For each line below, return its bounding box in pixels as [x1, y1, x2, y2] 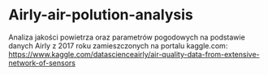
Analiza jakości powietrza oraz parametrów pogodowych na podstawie [8, 32, 245, 42]
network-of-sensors [8, 58, 76, 68]
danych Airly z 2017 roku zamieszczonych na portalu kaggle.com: [8, 40, 228, 50]
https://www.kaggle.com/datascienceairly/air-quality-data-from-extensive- [8, 49, 260, 59]
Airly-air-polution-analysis [8, 6, 193, 24]
